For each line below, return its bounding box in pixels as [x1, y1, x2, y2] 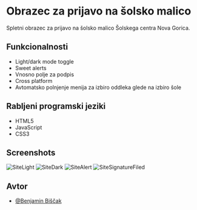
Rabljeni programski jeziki [6, 101, 106, 111]
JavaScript [15, 123, 42, 131]
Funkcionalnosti [6, 42, 68, 52]
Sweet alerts [15, 64, 47, 71]
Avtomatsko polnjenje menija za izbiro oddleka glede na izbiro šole [15, 84, 182, 91]
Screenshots [6, 147, 56, 158]
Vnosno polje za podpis [15, 71, 75, 78]
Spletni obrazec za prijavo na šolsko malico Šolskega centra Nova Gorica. [6, 24, 190, 31]
